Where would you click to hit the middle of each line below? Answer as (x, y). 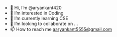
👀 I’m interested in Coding (37, 13)
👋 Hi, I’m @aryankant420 (36, 8)
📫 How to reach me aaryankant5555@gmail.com (61, 29)
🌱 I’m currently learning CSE (39, 18)
